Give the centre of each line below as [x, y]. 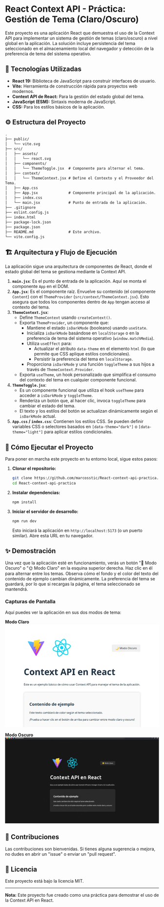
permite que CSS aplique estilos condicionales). [82, 354]
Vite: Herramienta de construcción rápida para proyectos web [75, 86]
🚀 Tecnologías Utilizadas [43, 69]
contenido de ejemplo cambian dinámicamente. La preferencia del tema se [80, 578]
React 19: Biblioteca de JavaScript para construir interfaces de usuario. [84, 81]
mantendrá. [17, 589]
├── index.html [20, 217]
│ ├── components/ [26, 163]
